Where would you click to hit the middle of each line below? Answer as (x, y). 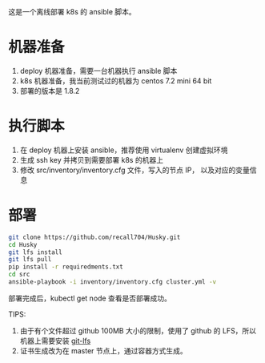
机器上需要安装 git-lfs (55, 341)
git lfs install (35, 252)
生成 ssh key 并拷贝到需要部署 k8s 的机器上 (92, 159)
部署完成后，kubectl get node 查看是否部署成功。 (90, 298)
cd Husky (23, 244)
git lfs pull (30, 260)
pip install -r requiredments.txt (66, 267)
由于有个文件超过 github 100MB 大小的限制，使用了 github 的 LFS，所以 (138, 330)
